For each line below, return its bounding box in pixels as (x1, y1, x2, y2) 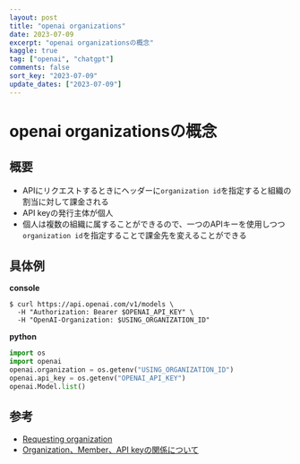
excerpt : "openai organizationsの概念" (9, 38, 154, 47)
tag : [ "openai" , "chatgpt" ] (9, 55, 115, 64)
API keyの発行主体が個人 (21, 207, 114, 218)
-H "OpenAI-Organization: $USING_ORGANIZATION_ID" (17, 315, 210, 325)
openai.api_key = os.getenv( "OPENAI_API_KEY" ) (9, 374, 186, 383)
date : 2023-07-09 (9, 30, 74, 39)
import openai (9, 357, 63, 366)
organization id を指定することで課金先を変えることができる (21, 229, 248, 240)
